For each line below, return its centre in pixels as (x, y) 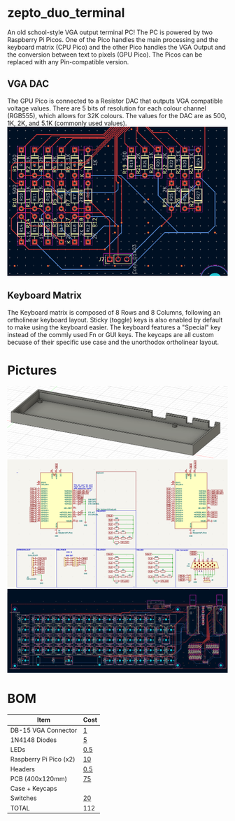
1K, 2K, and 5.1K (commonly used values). (67, 123)
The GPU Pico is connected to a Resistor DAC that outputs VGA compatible (115, 101)
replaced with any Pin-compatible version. (68, 62)
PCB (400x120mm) (39, 778)
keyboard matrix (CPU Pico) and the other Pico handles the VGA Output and (116, 47)
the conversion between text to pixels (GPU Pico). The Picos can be (105, 55)
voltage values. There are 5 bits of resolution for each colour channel (107, 108)
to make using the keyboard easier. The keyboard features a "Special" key (114, 327)
